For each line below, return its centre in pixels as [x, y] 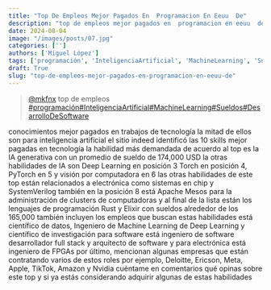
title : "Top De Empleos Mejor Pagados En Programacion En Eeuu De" [128, 16]
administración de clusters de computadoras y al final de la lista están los [130, 200]
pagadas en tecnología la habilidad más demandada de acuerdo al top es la [134, 148]
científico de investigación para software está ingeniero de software [121, 234]
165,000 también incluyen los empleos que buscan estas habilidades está [131, 217]
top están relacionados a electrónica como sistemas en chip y [111, 183]
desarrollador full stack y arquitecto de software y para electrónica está [127, 242]
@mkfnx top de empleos [69, 98]
